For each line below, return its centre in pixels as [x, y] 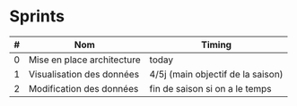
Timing [216, 45]
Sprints [37, 16]
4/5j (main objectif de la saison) [217, 74]
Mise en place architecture [84, 60]
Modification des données [83, 88]
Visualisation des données [84, 74]
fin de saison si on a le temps [210, 88]
